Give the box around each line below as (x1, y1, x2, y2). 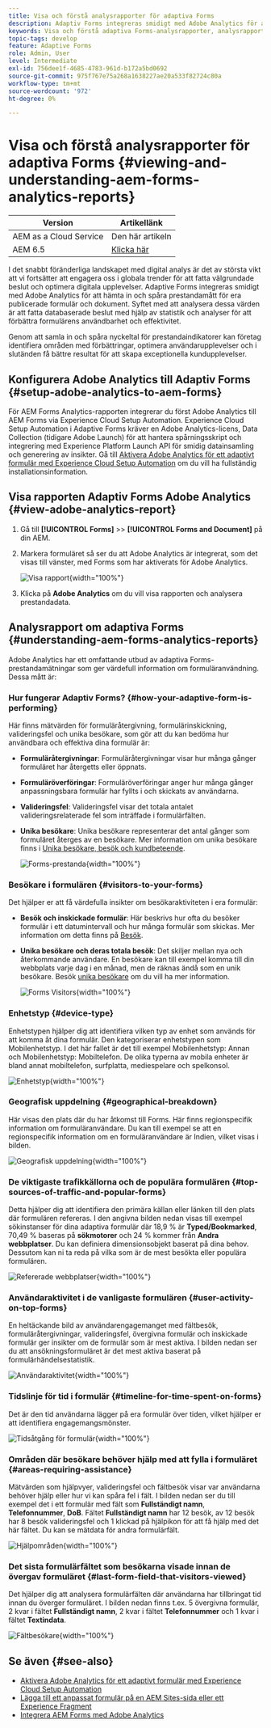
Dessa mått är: (8, 672, 57, 682)
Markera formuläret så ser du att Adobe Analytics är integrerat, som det (19, 548, 258, 558)
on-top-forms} (8, 1303, 68, 1314)
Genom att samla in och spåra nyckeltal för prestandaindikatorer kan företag (8, 332, 262, 342)
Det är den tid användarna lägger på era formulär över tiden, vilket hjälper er (8, 1409, 262, 1419)
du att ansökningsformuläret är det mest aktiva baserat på (8, 1346, 202, 1356)
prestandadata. (19, 597, 71, 606)
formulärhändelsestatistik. (8, 1355, 95, 1365)
